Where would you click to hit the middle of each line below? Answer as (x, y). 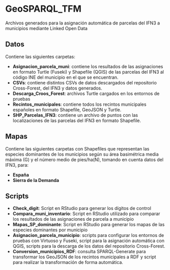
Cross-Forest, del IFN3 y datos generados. (58, 88)
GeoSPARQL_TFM (43, 9)
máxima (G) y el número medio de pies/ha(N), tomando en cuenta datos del (84, 159)
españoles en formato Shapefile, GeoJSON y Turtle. (67, 109)
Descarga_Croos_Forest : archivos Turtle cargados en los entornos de (86, 93)
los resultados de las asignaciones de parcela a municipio (73, 219)
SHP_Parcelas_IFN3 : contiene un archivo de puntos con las (75, 115)
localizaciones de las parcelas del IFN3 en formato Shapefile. (77, 121)
